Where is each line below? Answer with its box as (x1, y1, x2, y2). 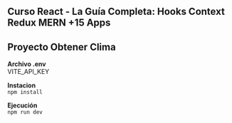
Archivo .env (7, 60, 46, 68)
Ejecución (7, 101, 38, 109)
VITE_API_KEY (7, 68, 50, 76)
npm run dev (7, 109, 43, 116)
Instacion (7, 81, 36, 90)
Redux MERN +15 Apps (7, 17, 111, 29)
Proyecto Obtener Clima (7, 41, 116, 53)
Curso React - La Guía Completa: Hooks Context (7, 6, 226, 18)
